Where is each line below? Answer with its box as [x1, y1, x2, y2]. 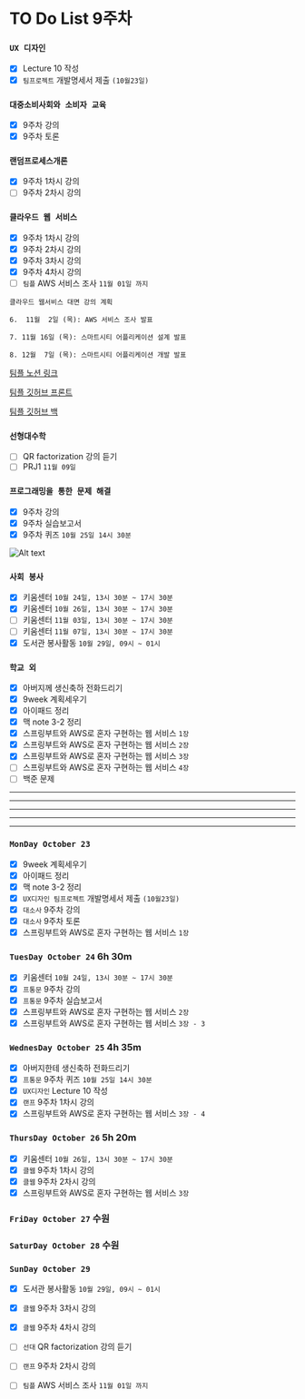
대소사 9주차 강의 [22, 904, 81, 915]
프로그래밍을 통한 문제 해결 [9, 487, 112, 497]
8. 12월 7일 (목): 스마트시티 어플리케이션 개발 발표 [9, 350, 187, 360]
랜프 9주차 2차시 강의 [22, 1361, 96, 1372]
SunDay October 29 [9, 1264, 91, 1274]
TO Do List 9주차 [9, 8, 133, 29]
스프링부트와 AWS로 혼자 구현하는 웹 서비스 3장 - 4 [22, 1108, 206, 1119]
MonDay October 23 [9, 839, 91, 850]
